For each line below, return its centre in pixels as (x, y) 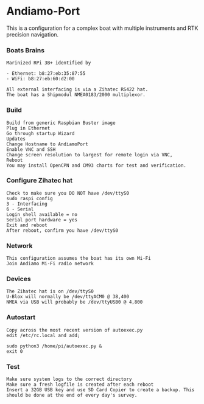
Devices (19, 279)
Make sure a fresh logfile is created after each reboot (80, 385)
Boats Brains (25, 50)
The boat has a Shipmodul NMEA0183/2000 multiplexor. (76, 95)
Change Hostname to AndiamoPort (47, 144)
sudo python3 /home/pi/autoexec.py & (54, 346)
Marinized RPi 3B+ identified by (49, 63)
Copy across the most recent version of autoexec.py (75, 330)
